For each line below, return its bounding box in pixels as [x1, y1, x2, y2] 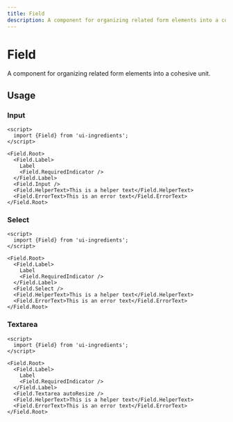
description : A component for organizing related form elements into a [7, 17, 218, 24]
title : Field [7, 10, 45, 17]
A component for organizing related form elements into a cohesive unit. [7, 69, 211, 78]
